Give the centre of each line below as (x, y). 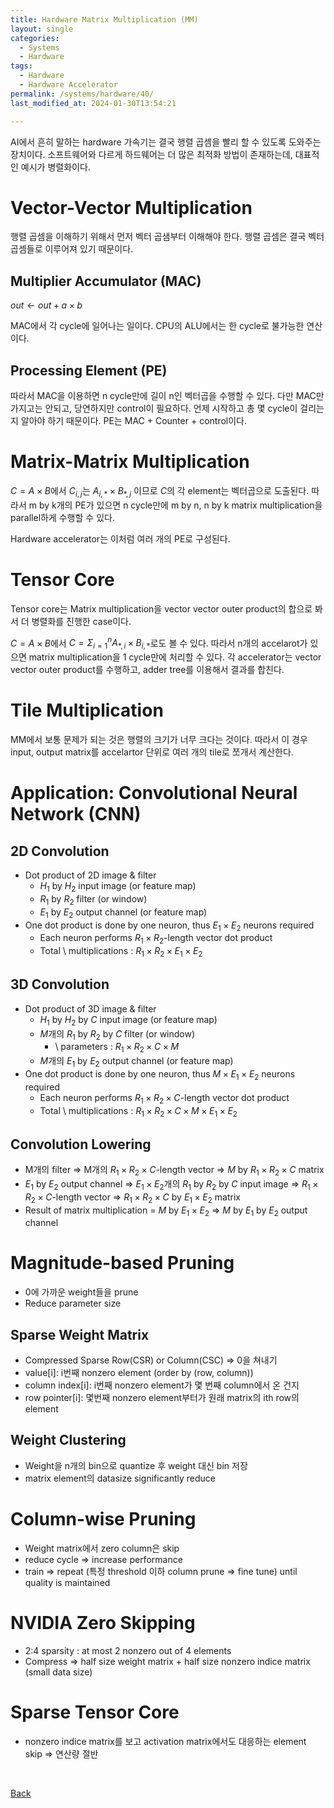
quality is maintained (67, 1582)
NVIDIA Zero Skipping (103, 1622)
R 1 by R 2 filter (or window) (93, 899)
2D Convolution (60, 851)
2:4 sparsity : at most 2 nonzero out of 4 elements (128, 1650)
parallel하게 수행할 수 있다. (62, 517)
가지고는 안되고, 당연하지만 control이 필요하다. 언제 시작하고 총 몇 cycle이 (154, 408)
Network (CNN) (76, 814)
